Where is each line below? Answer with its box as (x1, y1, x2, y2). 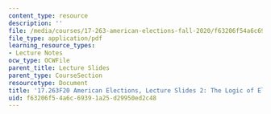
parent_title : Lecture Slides (8, 64, 110, 72)
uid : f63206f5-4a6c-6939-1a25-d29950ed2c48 (8, 94, 157, 102)
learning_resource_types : (8, 42, 95, 50)
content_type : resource (8, 11, 89, 20)
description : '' (8, 19, 63, 27)
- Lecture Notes (8, 49, 63, 57)
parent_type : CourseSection (8, 71, 103, 79)
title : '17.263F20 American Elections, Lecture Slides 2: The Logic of (8, 86, 254, 95)
